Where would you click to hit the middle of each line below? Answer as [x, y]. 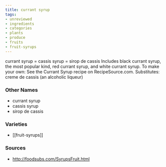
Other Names [22, 90]
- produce [15, 38]
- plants [14, 33]
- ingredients [20, 24]
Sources [15, 148]
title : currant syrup [28, 10]
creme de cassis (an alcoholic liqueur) [44, 77]
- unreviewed [19, 19]
